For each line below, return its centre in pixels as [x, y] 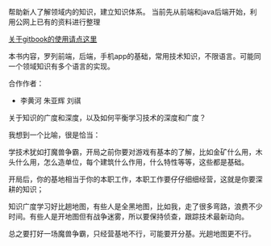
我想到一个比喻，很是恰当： [54, 135]
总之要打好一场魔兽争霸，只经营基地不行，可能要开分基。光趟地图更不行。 [132, 233]
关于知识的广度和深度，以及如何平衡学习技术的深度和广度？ [107, 118]
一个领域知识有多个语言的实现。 [61, 66]
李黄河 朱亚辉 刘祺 [50, 100]
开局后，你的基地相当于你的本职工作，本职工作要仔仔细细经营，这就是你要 [132, 179]
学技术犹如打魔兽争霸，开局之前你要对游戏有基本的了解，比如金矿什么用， [132, 152]
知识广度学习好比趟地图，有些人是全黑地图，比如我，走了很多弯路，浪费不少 [135, 206]
